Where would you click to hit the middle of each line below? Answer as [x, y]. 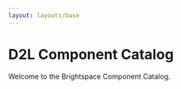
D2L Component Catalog [91, 54]
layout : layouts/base [44, 15]
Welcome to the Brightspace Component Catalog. [89, 76]
